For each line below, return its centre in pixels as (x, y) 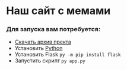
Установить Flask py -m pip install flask (68, 55)
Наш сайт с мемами (58, 11)
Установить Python (39, 48)
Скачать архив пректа (43, 42)
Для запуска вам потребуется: (53, 29)
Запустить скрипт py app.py (50, 61)
